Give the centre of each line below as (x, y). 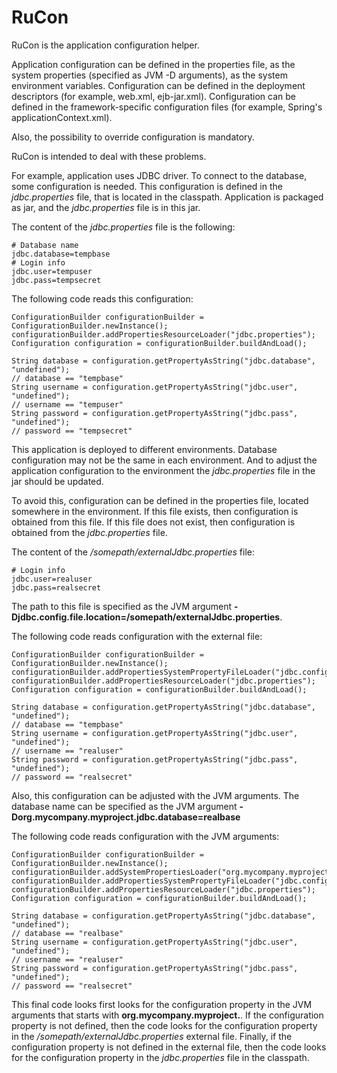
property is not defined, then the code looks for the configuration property (164, 1025)
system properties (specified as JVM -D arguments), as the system (149, 75)
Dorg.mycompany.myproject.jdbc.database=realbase (126, 817)
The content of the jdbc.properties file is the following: (123, 227)
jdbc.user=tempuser (52, 271)
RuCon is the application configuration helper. (105, 45)
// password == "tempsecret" (72, 431)
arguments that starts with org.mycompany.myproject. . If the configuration (167, 1015)
